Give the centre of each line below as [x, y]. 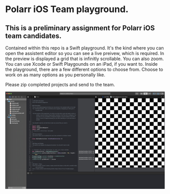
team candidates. [33, 36]
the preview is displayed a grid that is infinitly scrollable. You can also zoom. [84, 59]
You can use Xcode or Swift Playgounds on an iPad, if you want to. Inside [81, 64]
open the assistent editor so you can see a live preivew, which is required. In [85, 53]
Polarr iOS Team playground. [67, 9]
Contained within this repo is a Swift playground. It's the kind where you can [85, 48]
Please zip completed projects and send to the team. [60, 85]
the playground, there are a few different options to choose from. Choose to [84, 69]
